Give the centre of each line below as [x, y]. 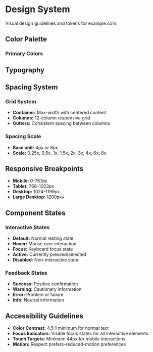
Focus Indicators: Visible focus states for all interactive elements [80, 334]
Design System [38, 9]
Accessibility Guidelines [44, 316]
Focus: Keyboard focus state [43, 249]
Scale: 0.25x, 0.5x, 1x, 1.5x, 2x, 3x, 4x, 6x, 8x [59, 153]
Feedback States [26, 273]
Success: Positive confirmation [45, 284]
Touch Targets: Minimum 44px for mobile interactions [69, 339]
